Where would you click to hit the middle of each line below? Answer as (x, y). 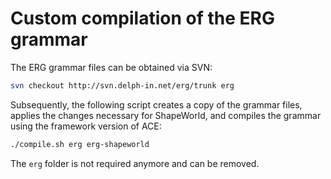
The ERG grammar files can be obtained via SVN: (111, 67)
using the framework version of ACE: (86, 126)
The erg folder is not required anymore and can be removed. (135, 163)
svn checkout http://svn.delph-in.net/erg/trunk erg (122, 85)
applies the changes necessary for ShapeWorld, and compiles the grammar (166, 115)
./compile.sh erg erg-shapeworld (80, 144)
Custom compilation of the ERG (142, 18)
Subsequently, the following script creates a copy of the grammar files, (156, 104)
